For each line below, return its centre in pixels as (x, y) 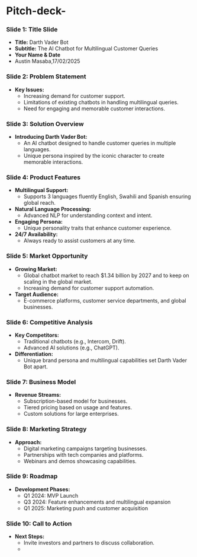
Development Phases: (42, 489)
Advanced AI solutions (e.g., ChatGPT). (71, 348)
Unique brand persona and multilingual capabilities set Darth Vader (105, 360)
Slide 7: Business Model (41, 382)
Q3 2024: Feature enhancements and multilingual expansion (97, 502)
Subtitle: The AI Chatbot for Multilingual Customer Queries (86, 49)
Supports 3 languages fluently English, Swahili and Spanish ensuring (107, 196)
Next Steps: (30, 537)
